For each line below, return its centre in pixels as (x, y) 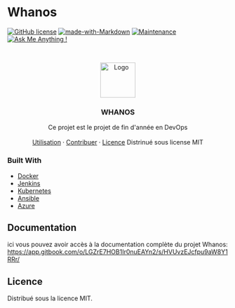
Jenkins (29, 183)
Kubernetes (34, 191)
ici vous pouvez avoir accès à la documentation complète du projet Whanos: (117, 245)
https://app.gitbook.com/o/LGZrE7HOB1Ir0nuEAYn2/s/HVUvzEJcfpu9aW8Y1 (117, 252)
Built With (25, 161)
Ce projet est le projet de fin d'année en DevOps (118, 128)
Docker (28, 175)
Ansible (28, 198)
